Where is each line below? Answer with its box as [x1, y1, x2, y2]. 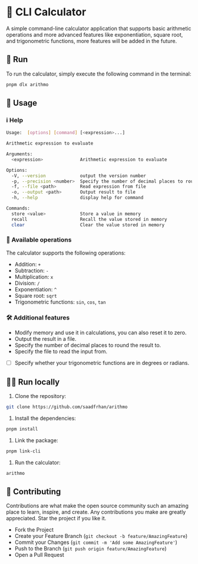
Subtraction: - [14, 267, 49, 274]
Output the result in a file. [14, 335, 77, 343]
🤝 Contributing [6, 487, 61, 497]
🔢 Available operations [6, 236, 72, 244]
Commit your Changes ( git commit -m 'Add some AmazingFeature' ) [14, 539, 178, 546]
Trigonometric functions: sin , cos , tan [14, 298, 106, 305]
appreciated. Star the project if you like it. [6, 515, 107, 522]
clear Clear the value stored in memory [11, 221, 165, 228]
